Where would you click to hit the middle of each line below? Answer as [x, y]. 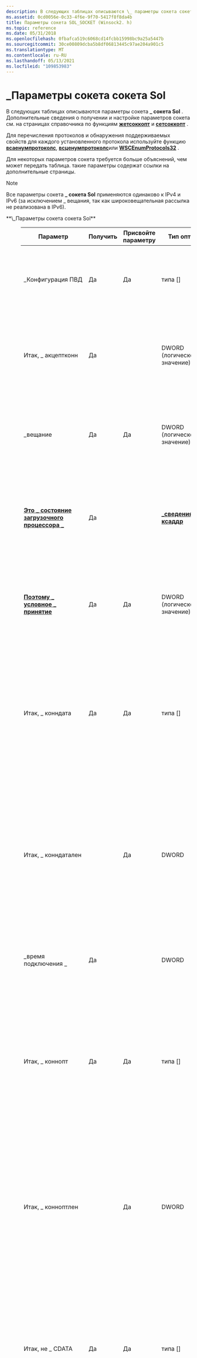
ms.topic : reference [31, 28]
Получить [103, 237]
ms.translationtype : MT [35, 50]
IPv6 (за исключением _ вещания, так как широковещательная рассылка [98, 201]
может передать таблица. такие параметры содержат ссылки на [88, 166]
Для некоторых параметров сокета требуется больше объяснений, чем [97, 159]
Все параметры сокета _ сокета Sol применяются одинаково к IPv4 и [93, 195]
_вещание [38, 434]
